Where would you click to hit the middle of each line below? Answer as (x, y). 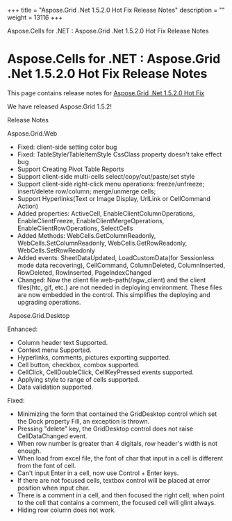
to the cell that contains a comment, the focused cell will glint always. (117, 502)
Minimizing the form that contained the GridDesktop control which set (117, 414)
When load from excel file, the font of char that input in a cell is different (120, 458)
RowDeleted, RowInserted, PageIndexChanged (84, 272)
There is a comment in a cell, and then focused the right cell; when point (121, 495)
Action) (28, 206)
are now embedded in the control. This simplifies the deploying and (114, 294)
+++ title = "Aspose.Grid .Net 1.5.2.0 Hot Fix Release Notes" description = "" (116, 10)
